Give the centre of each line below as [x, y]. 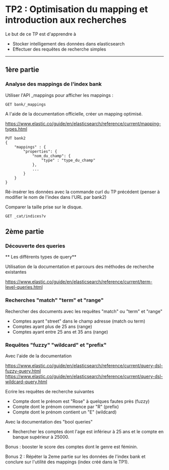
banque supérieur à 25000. [41, 437]
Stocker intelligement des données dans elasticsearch [68, 43]
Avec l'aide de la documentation [38, 356]
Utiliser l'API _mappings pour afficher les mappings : [59, 95]
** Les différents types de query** [41, 257]
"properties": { [40, 151]
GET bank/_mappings [26, 105]
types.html [16, 129]
